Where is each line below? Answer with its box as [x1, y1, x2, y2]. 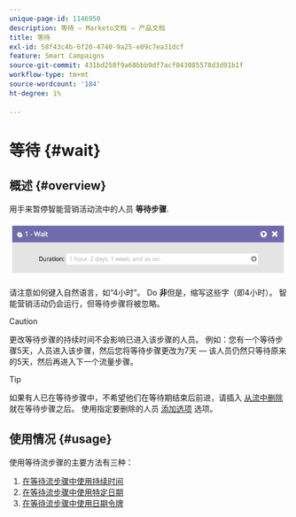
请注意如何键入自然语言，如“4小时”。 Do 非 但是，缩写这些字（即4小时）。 [9, 287, 277, 297]
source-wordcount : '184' [9, 80, 101, 89]
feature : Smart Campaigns [9, 51, 105, 61]
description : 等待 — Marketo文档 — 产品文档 [9, 23, 166, 33]
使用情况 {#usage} [9, 432, 113, 447]
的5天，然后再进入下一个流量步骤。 [9, 356, 139, 367]
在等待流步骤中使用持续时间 [21, 475, 124, 486]
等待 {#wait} [9, 140, 101, 160]
